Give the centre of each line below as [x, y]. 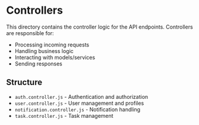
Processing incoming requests [52, 45]
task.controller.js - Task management [64, 115]
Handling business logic [44, 51]
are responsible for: [30, 33]
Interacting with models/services [55, 57]
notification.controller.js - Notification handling [78, 109]
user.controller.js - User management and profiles [79, 103]
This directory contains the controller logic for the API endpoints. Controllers [99, 27]
